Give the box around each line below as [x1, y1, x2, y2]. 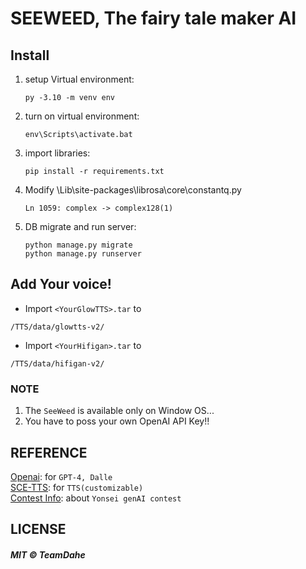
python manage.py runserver [24, 249, 142, 259]
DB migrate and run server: [24, 221, 137, 232]
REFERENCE [10, 444, 88, 461]
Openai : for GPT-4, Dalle [10, 470, 113, 482]
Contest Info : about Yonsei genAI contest [10, 492, 182, 504]
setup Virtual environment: [24, 73, 135, 85]
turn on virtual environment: [24, 110, 140, 122]
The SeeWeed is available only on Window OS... [24, 405, 215, 417]
